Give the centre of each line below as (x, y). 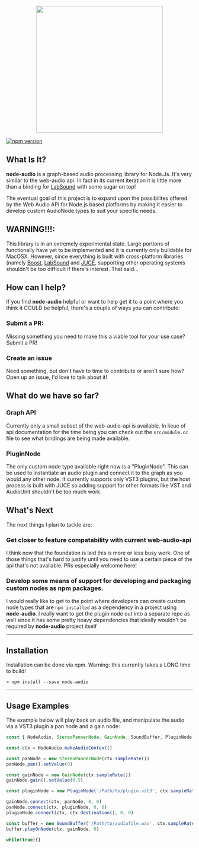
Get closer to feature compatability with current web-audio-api (99, 540)
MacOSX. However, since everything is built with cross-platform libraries (95, 256)
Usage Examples (38, 706)
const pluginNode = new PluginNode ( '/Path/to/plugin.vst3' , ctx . (88, 791)
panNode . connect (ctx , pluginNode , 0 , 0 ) (57, 807)
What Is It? (26, 160)
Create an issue (29, 358)
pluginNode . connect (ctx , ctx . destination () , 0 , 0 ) (70, 812)
